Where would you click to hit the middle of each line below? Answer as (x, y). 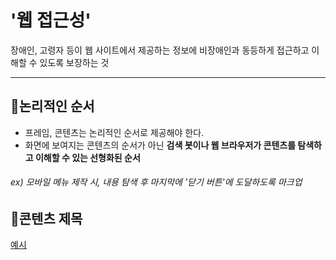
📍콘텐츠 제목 (46, 218)
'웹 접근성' (51, 20)
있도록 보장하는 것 (74, 62)
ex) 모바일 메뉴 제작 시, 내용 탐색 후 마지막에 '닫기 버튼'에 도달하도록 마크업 (156, 182)
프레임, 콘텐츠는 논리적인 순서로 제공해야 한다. (114, 132)
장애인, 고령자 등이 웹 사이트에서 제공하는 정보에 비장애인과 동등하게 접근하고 (160, 50)
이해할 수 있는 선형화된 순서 (87, 157)
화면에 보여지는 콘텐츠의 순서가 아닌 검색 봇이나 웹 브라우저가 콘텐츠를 (160, 145)
